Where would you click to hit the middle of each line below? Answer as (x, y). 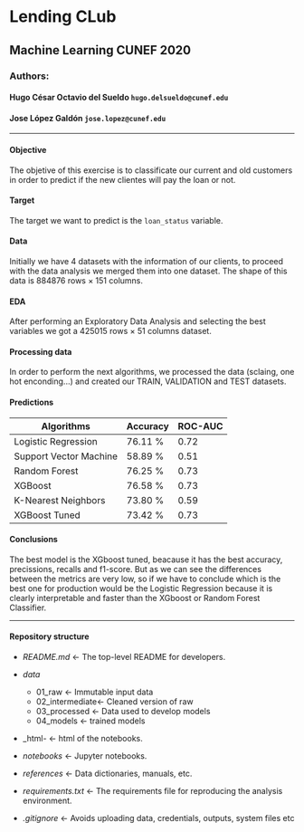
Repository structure (49, 636)
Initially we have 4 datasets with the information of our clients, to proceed (146, 261)
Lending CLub (63, 17)
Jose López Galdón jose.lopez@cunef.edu (88, 118)
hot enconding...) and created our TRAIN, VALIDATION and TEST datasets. (148, 381)
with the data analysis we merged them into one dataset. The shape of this (148, 271)
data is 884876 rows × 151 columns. (76, 280)
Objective (28, 149)
